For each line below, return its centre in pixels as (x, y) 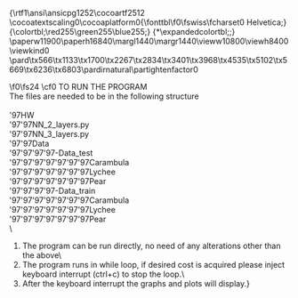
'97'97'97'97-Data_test (51, 153)
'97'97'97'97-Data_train (52, 191)
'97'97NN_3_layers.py (49, 134)
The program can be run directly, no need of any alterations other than (151, 246)
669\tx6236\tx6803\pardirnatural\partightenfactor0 (104, 69)
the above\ (42, 255)
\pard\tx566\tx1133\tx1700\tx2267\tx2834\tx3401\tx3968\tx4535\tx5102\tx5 (148, 60)
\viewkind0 (29, 51)
